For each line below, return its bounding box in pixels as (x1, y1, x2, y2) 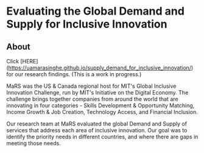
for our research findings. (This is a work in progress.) (6, 71, 142, 77)
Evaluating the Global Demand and (6, 4, 185, 18)
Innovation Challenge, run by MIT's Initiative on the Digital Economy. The (6, 89, 189, 96)
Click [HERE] (6, 58, 38, 65)
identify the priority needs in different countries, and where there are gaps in (6, 133, 199, 140)
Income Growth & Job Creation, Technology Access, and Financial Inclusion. (6, 109, 198, 115)
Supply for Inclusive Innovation (6, 17, 167, 31)
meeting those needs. (6, 140, 61, 147)
